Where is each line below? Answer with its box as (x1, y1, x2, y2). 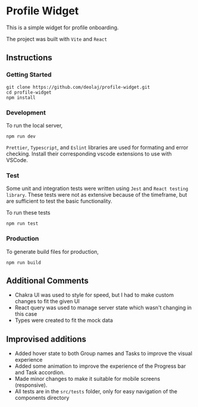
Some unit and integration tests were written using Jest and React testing (6, 185, 188, 192)
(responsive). (14, 381, 48, 389)
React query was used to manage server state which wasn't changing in (14, 304, 192, 311)
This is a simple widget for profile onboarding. (6, 24, 119, 31)
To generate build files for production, (6, 248, 99, 255)
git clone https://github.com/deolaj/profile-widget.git (6, 84, 150, 90)
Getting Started (6, 70, 52, 79)
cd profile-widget (6, 89, 52, 95)
